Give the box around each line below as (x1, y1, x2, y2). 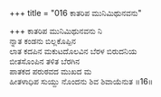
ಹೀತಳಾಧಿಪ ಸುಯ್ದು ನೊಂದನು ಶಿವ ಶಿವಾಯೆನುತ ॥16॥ (9, 76, 154, 86)
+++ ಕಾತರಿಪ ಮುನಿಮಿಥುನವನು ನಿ (9, 26, 102, 36)
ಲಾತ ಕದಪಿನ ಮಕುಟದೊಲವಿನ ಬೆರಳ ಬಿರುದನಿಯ (9, 46, 137, 57)
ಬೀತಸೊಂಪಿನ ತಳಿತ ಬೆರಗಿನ (9, 56, 80, 66)
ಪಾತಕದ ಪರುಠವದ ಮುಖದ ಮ (9, 66, 92, 76)
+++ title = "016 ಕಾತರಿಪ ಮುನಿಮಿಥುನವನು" (9, 8, 142, 18)
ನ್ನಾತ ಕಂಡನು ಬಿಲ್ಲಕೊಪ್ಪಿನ (9, 36, 77, 46)
